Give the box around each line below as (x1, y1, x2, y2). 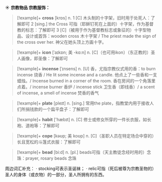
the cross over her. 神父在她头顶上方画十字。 (16, 39, 106, 45)
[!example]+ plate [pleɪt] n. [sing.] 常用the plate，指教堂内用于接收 (16, 100, 150, 106)
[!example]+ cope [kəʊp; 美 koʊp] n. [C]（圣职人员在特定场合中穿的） (16, 133, 156, 138)
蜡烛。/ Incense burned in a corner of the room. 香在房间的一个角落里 (16, 78, 156, 84)
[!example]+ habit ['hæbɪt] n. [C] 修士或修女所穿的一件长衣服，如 (16, 117, 147, 122)
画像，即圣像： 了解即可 (21, 56, 68, 61)
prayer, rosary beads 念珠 (25, 155, 77, 161)
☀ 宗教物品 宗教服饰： (5, 5, 50, 10)
